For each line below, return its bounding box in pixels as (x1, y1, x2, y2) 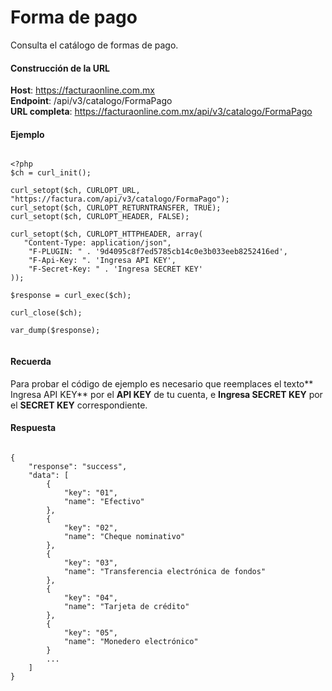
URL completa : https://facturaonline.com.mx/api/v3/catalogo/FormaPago (10, 106, 313, 118)
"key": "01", (63, 487, 118, 498)
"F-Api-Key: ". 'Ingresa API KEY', (28, 256, 177, 266)
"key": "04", (63, 592, 118, 603)
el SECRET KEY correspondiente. (10, 399, 148, 411)
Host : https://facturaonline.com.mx (10, 84, 155, 96)
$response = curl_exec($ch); (10, 291, 132, 301)
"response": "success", (28, 461, 128, 471)
